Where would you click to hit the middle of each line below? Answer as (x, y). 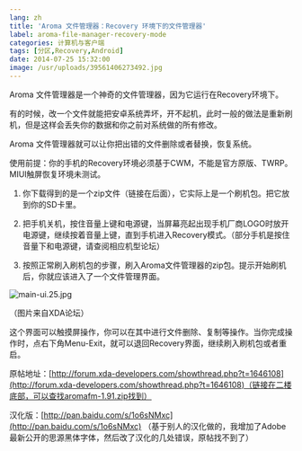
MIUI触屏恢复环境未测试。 (58, 174)
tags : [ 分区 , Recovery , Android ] (67, 51)
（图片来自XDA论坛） (49, 313)
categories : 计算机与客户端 (57, 43)
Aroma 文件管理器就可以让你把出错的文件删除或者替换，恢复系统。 (133, 144)
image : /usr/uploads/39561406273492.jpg (86, 68)
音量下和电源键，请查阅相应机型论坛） (93, 246)
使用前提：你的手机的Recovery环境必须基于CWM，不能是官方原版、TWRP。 (151, 163)
